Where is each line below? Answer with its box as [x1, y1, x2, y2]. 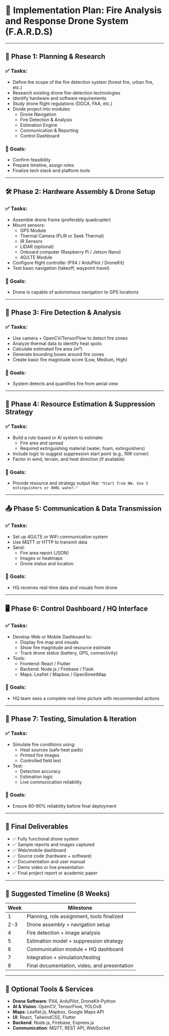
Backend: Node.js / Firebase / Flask [20, 666, 94, 672]
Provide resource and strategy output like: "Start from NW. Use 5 [12, 480, 148, 486]
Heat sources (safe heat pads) [20, 747, 83, 753]
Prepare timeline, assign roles [12, 162, 74, 168]
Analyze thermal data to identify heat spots [12, 340, 102, 347]
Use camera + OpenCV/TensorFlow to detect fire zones [12, 335, 128, 341]
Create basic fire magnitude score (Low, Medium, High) [12, 356, 128, 363]
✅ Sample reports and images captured [12, 841, 95, 848]
